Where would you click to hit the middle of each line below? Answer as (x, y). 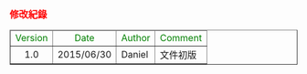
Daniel (135, 55)
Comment (181, 38)
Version (32, 38)
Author (136, 38)
